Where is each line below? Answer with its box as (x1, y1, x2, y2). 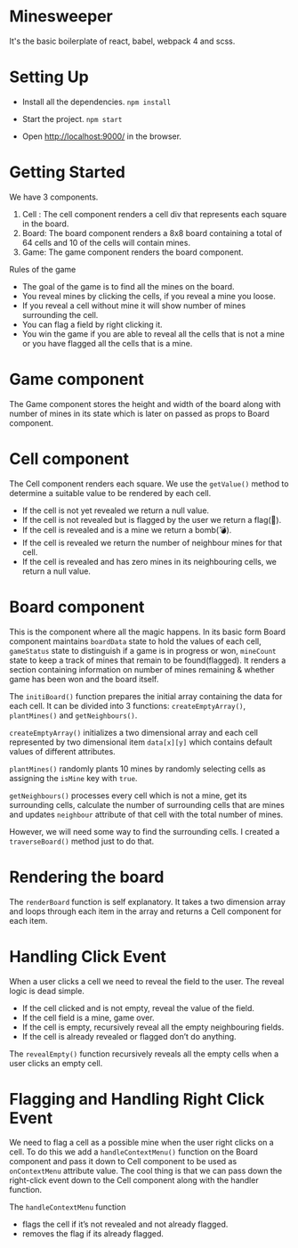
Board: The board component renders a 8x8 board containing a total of (21, 227, 283, 238)
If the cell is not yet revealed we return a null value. (21, 505, 210, 516)
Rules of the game (9, 264, 77, 274)
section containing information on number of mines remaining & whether (9, 664, 275, 674)
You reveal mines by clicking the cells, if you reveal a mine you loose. (21, 290, 276, 301)
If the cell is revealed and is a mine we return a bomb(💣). (21, 524, 232, 535)
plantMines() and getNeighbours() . (9, 710, 138, 721)
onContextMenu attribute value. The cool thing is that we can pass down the (9, 1165, 283, 1177)
